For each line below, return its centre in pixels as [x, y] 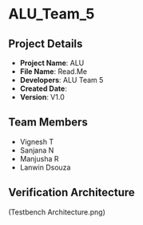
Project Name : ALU [52, 63]
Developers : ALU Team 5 [62, 80]
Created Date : [44, 88]
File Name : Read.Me [54, 72]
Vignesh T [37, 141]
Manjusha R [39, 158]
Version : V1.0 [42, 97]
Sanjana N [37, 150]
